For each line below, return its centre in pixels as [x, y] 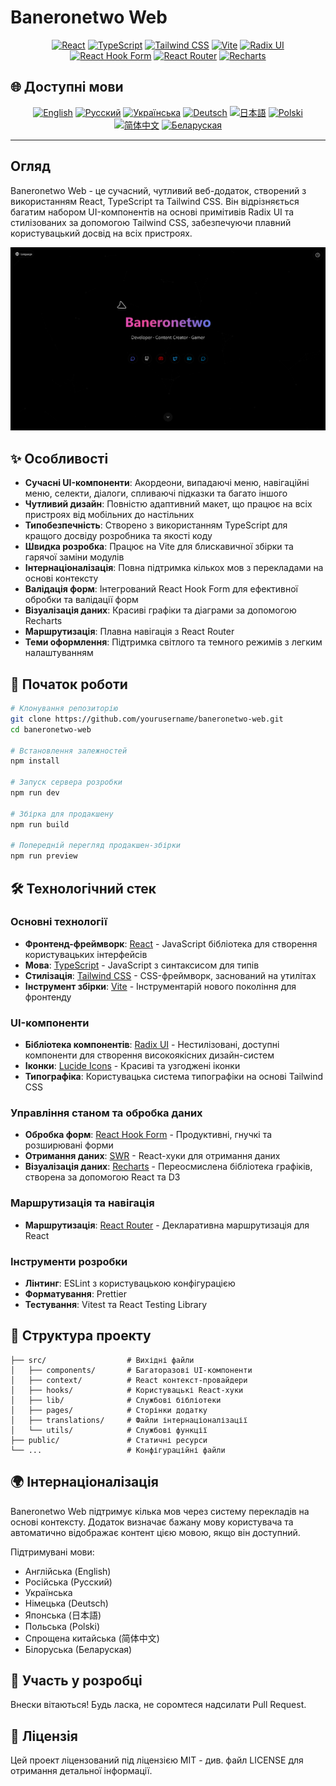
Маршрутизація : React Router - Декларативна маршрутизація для [167, 1225]
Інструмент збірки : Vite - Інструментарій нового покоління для [160, 986]
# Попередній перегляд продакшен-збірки [96, 846]
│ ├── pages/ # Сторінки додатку [109, 1410]
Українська [48, 1592]
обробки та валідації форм [81, 600]
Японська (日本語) [63, 1615]
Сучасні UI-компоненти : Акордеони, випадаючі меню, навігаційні [167, 483]
